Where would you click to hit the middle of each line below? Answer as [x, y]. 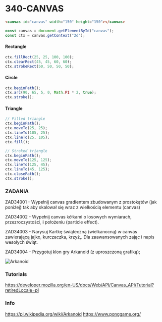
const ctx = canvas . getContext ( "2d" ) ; [45, 35]
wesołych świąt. [22, 242]
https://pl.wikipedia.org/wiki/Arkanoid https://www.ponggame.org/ [73, 314]
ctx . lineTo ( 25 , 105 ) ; [27, 137]
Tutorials [16, 274]
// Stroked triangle [27, 151]
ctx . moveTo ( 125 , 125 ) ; [28, 160]
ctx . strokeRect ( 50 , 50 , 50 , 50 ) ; [40, 66]
